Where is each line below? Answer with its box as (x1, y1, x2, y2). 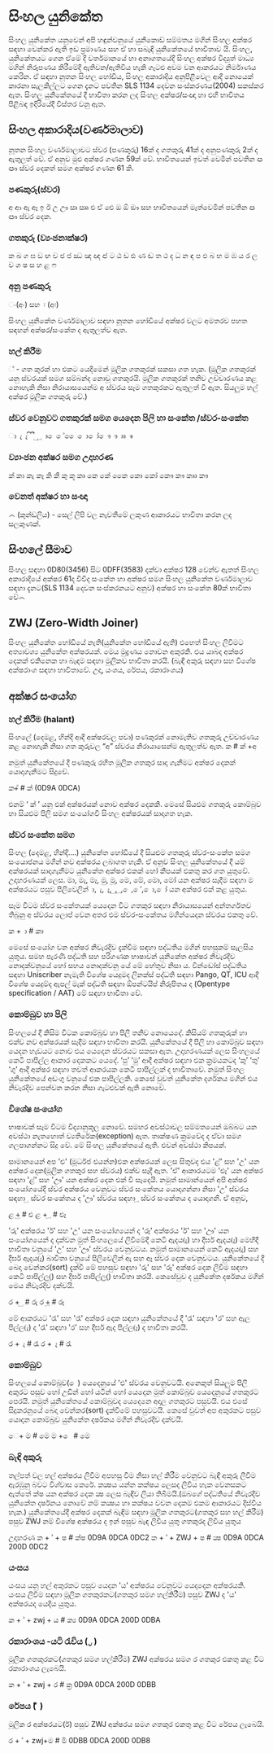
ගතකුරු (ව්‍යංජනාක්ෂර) (8, 232, 89, 243)
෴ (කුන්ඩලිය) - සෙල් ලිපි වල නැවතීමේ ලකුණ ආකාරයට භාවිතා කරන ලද (8, 509, 232, 519)
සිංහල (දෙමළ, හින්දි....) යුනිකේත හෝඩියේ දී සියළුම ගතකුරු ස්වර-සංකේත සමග (8, 848, 251, 857)
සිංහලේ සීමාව (8, 543, 72, 557)
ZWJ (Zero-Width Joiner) (8, 616, 139, 630)
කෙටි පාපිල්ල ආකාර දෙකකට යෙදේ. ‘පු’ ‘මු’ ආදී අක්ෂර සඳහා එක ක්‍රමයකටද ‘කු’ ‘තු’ (8, 1054, 260, 1065)
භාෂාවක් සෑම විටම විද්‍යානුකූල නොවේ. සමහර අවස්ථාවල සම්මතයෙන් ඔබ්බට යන (8, 1122, 258, 1132)
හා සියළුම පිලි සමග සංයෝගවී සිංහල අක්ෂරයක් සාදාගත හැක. (8, 809, 193, 818)
